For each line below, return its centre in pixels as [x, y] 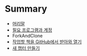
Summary [26, 9]
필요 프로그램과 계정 [32, 30]
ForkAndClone [27, 36]
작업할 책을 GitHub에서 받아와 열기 [47, 42]
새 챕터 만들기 [26, 48]
